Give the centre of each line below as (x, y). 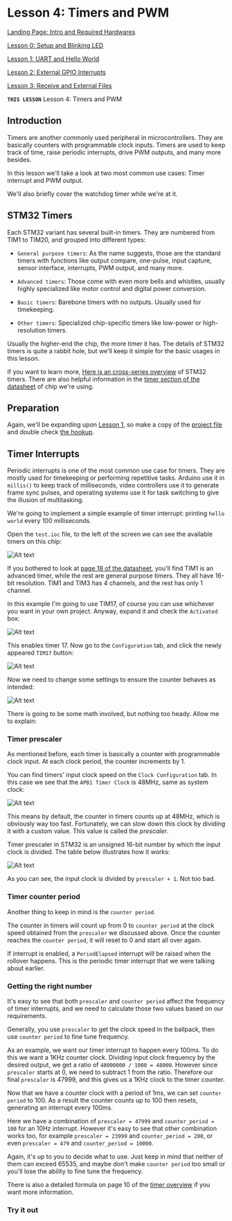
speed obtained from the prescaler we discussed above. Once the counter (114, 932)
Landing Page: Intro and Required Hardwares (71, 32)
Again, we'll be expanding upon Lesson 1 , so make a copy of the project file (115, 425)
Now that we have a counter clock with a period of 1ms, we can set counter (114, 1093)
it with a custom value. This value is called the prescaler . (88, 831)
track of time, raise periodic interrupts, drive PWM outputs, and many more (114, 152)
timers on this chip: (35, 542)
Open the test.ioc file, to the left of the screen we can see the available (110, 534)
